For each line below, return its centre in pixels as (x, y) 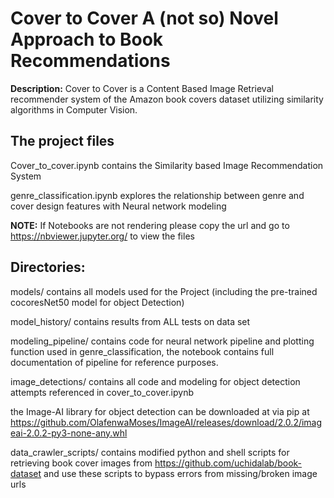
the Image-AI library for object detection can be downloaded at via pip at (160, 411)
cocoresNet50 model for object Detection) (97, 302)
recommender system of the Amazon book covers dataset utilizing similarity (167, 99)
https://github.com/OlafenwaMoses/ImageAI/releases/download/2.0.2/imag (166, 422)
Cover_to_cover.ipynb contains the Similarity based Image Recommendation (167, 165)
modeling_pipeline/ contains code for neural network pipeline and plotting (162, 341)
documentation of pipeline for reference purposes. (114, 362)
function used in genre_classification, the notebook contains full (142, 351)
